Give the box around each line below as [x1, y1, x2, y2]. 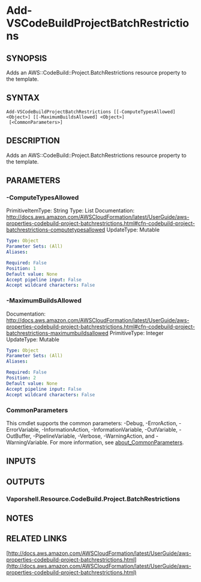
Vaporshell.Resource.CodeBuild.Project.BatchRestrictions [6, 494, 181, 503]
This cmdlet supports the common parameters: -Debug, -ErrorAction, [6, 419, 178, 427]
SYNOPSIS [6, 53, 47, 63]
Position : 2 [6, 375, 36, 381]
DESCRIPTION [6, 136, 60, 146]
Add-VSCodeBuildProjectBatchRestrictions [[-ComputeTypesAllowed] [6, 109, 176, 115]
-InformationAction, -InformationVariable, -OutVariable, [41, 426, 178, 433]
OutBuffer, [6, 432, 32, 440]
